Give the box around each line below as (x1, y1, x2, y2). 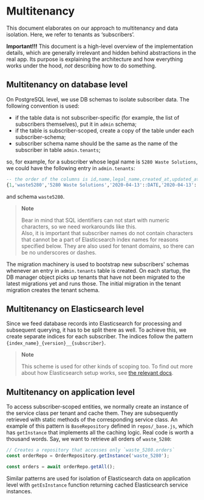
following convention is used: (6, 102, 80, 109)
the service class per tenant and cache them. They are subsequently (6, 409, 178, 417)
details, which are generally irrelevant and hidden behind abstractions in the (6, 49, 196, 56)
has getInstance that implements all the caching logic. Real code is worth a (6, 429, 194, 436)
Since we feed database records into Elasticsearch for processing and (6, 320, 182, 327)
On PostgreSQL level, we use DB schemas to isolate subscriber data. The (6, 95, 189, 103)
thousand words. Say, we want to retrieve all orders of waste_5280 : (6, 436, 172, 443)
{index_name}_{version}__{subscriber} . (6, 339, 106, 347)
